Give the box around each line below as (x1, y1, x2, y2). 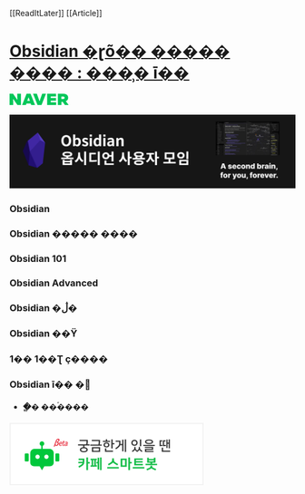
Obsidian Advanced (9, 276, 99, 289)
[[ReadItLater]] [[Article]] (9, 8, 103, 18)
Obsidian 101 (9, 253, 66, 266)
